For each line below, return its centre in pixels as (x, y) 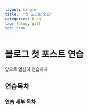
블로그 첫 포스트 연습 (44, 55)
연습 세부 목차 (21, 102)
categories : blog (23, 19)
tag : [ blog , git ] (23, 24)
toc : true (15, 28)
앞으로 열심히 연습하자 (27, 69)
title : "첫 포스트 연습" (29, 14)
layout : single (21, 10)
